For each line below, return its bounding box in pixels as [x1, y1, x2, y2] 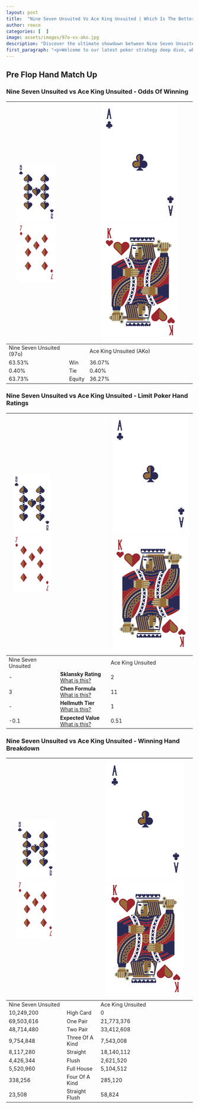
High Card [66, 1009, 92, 1017]
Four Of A [66, 1073, 91, 1081]
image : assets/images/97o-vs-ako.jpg [6, 34, 99, 41]
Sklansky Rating [60, 670, 101, 677]
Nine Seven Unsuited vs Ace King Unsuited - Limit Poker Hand [6, 392, 188, 400]
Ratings [6, 399, 29, 407]
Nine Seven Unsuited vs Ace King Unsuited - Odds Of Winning [6, 88, 188, 96]
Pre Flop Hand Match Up [6, 70, 98, 80]
